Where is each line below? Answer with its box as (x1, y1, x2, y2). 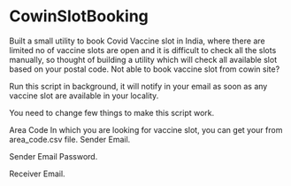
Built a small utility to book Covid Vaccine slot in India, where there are (9, 35, 265, 46)
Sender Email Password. (9, 151, 98, 161)
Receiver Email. (9, 168, 65, 179)
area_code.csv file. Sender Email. (9, 134, 131, 144)
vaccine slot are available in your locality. (9, 90, 159, 101)
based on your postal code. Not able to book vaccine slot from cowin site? (9, 64, 280, 74)
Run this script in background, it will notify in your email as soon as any (9, 81, 268, 91)
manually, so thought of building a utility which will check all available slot (9, 54, 277, 65)
